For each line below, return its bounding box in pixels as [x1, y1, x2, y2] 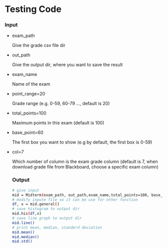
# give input [12, 187, 40, 193]
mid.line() [12, 220, 35, 225]
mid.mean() [12, 229, 35, 234]
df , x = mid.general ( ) [12, 201, 60, 207]
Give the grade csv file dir [12, 42, 66, 48]
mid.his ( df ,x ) [12, 211, 42, 216]
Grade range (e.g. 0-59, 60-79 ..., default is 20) [12, 100, 110, 106]
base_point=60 [12, 129, 44, 135]
